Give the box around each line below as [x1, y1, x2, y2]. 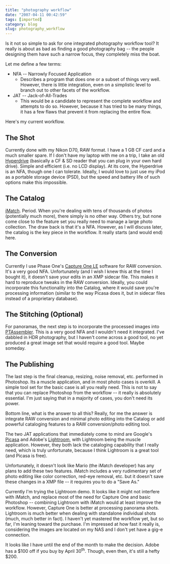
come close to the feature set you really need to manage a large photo [5, 218, 153, 224]
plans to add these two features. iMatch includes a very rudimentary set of [5, 468, 162, 474]
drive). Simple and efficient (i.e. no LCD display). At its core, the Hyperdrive [5, 163, 163, 169]
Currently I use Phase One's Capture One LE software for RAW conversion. [5, 263, 162, 269]
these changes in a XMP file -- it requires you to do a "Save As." [5, 479, 140, 485]
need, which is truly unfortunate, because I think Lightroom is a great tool [5, 447, 159, 454]
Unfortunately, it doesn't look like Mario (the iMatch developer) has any [5, 463, 154, 469]
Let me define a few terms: [5, 61, 62, 67]
